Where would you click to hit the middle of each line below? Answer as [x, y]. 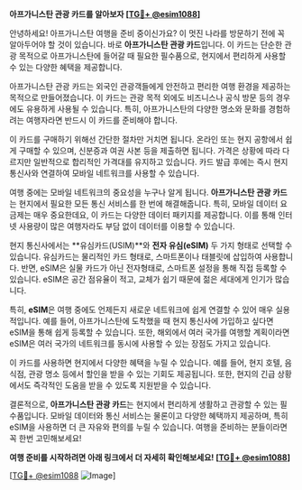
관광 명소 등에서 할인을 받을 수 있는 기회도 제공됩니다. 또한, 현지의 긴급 [152, 374]
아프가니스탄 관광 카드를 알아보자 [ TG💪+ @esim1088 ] [105, 14]
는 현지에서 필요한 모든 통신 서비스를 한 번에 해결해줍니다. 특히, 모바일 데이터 [144, 203]
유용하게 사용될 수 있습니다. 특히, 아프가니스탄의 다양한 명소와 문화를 [146, 109]
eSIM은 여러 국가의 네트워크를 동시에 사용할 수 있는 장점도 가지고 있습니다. [140, 343]
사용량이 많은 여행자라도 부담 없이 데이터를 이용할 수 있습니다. [127, 226]
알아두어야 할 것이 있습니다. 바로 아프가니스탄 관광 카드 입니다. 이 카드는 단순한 [146, 45]
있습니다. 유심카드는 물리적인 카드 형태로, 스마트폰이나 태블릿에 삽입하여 [136, 257]
